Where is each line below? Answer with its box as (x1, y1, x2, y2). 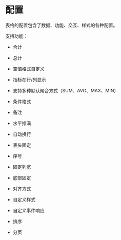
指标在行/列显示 (12, 76, 46, 83)
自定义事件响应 (12, 207, 45, 213)
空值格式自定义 (12, 66, 45, 72)
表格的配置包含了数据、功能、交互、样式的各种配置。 (5, 22, 118, 28)
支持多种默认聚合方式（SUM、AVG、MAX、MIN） (12, 87, 119, 93)
